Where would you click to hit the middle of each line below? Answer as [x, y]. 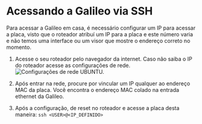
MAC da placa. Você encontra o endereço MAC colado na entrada [97, 90]
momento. [19, 47]
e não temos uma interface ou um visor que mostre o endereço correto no [98, 41]
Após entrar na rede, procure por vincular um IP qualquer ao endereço [103, 83]
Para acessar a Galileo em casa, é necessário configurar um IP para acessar [101, 28]
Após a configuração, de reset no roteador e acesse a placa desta [97, 108]
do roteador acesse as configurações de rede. [73, 65]
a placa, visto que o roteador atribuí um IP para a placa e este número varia [100, 34]
